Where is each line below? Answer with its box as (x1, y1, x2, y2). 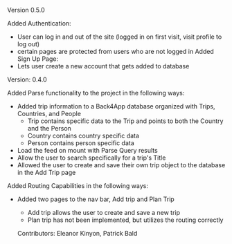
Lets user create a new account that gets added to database (17, 62, 190, 70)
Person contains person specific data (27, 139, 135, 147)
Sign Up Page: (17, 55, 59, 63)
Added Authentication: (7, 19, 71, 27)
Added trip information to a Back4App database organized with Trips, (17, 102, 216, 110)
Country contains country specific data (27, 131, 140, 140)
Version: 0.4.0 (7, 75, 47, 84)
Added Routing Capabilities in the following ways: (7, 182, 149, 189)
